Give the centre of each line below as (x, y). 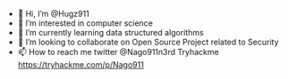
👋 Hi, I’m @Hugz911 (53, 14)
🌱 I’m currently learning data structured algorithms (110, 32)
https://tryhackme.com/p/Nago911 (81, 65)
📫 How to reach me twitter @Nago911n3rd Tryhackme (118, 52)
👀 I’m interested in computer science (85, 23)
